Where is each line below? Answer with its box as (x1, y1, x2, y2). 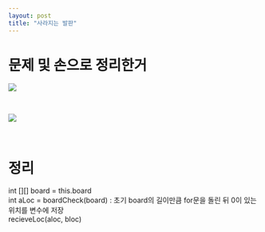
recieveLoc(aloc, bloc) (8, 214, 82, 224)
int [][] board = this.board (8, 186, 92, 196)
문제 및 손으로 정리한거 (8, 56, 148, 74)
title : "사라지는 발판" (8, 19, 77, 27)
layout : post (8, 11, 52, 20)
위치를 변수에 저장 (8, 206, 64, 215)
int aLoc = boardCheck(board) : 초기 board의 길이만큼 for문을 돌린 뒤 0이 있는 (8, 195, 257, 205)
